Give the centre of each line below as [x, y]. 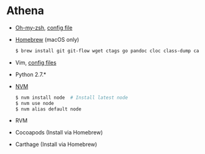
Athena [25, 11]
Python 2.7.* [31, 74]
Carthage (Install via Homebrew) [56, 144]
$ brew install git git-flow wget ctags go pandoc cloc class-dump [103, 51]
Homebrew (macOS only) [47, 39]
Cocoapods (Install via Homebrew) [59, 133]
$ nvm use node [35, 103]
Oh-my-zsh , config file [44, 28]
